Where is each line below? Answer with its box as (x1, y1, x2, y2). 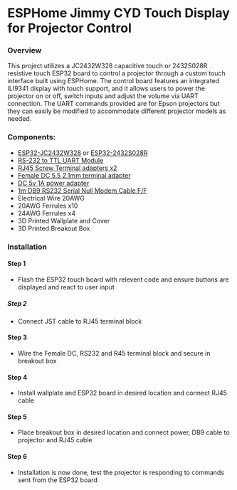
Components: (7, 132, 56, 142)
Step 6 (7, 452, 27, 461)
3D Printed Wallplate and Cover (17, 216, 110, 225)
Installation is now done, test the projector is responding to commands (17, 468, 225, 476)
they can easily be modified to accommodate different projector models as (7, 107, 226, 115)
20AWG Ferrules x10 (17, 201, 78, 210)
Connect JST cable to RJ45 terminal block (17, 316, 142, 325)
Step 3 (7, 333, 27, 342)
